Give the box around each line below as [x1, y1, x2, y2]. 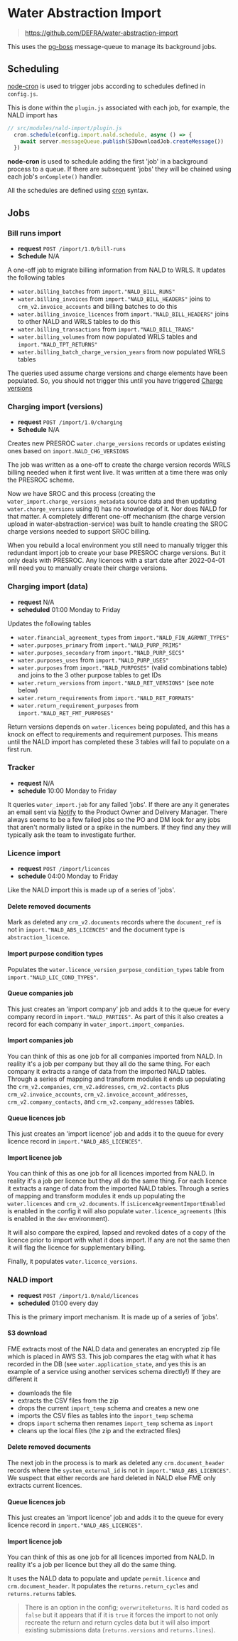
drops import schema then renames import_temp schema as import [17, 1418, 214, 1428]
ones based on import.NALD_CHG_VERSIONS [7, 447, 129, 455]
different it [7, 1375, 38, 1383]
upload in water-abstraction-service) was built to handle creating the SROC [7, 519, 228, 528]
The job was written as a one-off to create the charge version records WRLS [7, 460, 231, 469]
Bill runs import [7, 228, 62, 238]
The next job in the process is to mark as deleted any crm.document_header [7, 1459, 225, 1467]
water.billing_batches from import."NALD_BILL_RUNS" [17, 287, 175, 295]
